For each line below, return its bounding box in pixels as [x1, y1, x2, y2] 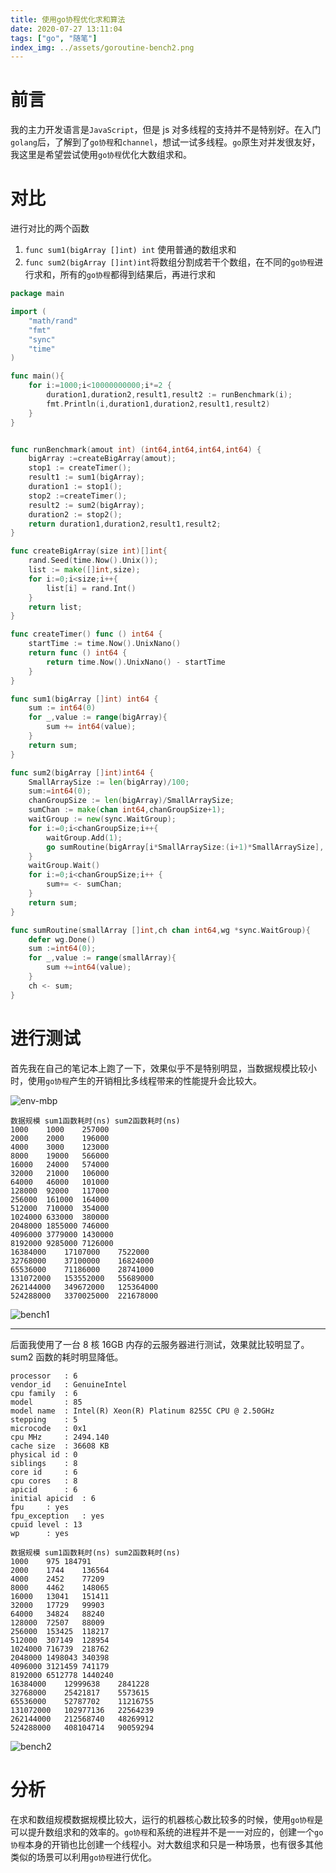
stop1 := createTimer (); [28, 463, 132, 473]
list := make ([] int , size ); [28, 565, 141, 575]
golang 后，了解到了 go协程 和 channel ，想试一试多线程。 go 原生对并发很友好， [10, 136, 321, 148]
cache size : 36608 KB [10, 1441, 110, 1451]
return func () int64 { [28, 648, 128, 658]
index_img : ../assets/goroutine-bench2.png [10, 42, 195, 53]
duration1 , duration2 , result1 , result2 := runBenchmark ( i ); [46, 390, 293, 400]
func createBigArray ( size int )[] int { [10, 546, 168, 556]
